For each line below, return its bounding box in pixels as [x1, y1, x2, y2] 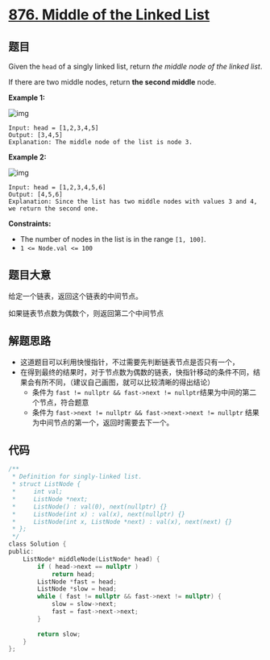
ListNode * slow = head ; [37, 585, 117, 593]
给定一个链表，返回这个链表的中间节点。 [8, 291, 143, 301]
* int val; [11, 488, 63, 496]
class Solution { [8, 540, 67, 549]
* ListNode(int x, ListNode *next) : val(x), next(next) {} [11, 517, 232, 525]
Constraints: [8, 219, 52, 228]
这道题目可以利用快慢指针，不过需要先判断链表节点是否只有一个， [19, 357, 239, 367]
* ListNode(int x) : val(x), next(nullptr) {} [11, 510, 185, 518]
